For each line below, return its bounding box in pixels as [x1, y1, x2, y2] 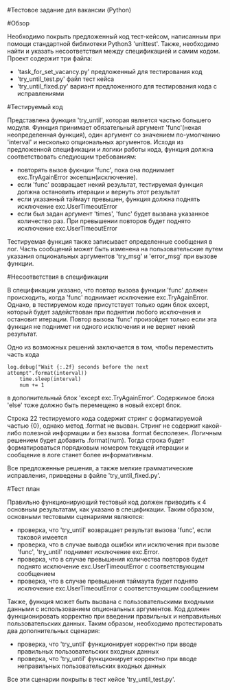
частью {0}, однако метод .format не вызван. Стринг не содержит [7, 422, 201, 430]
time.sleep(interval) [19, 376, 81, 382]
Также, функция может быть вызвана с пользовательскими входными [7, 597, 214, 606]
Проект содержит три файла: [7, 54, 93, 62]
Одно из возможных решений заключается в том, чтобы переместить [7, 343, 214, 351]
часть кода [7, 350, 40, 358]
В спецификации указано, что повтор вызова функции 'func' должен [7, 286, 208, 294]
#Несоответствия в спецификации [7, 273, 108, 281]
